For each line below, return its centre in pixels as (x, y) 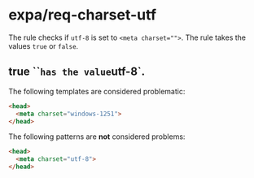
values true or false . (44, 46)
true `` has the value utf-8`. (77, 72)
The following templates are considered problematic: (97, 91)
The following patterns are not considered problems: (97, 137)
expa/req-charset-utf (83, 15)
